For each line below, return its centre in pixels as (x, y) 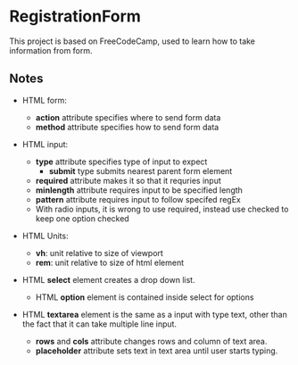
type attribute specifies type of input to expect (121, 162)
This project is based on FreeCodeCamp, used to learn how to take (132, 41)
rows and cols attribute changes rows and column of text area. (151, 341)
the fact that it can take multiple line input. (99, 324)
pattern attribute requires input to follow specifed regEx (138, 199)
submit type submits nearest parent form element (141, 170)
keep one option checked (82, 218)
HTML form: (44, 100)
